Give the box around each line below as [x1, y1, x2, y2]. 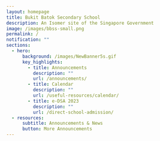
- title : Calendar [28, 82, 74, 88]
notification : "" [6, 37, 50, 43]
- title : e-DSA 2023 [28, 98, 79, 104]
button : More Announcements [22, 126, 93, 132]
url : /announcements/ [32, 76, 87, 82]
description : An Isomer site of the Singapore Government [6, 20, 154, 26]
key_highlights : [22, 59, 63, 65]
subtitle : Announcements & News [22, 121, 103, 127]
